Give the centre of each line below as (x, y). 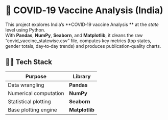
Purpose (36, 76)
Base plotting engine (32, 110)
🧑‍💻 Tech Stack (29, 62)
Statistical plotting (29, 101)
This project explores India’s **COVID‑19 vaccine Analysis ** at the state (82, 24)
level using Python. (25, 29)
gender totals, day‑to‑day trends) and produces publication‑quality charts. (83, 46)
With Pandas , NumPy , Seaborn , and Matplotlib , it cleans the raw (74, 35)
